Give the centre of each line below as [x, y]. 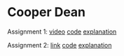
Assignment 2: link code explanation [60, 45]
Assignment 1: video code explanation [62, 31]
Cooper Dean [47, 12]
